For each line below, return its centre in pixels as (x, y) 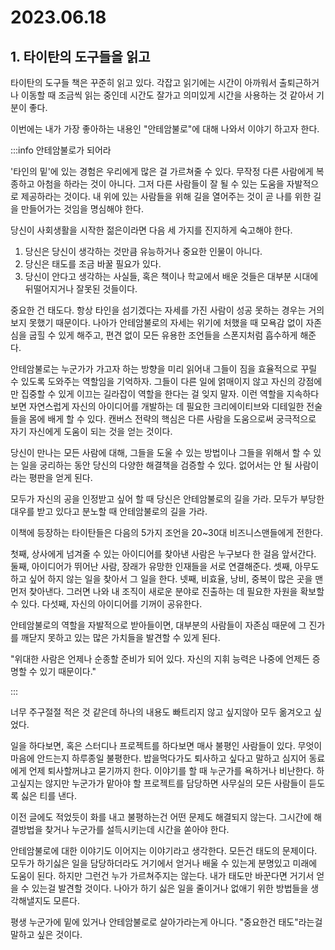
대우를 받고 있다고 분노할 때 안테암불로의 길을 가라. (109, 511)
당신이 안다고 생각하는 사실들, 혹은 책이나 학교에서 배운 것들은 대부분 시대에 (171, 276)
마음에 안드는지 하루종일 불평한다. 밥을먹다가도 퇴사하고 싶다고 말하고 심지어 (158, 758)
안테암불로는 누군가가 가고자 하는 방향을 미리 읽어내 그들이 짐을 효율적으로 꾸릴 (164, 369)
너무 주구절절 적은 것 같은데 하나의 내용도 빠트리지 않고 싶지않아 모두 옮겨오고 (161, 712)
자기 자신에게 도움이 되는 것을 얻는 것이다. (91, 431)
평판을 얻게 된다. (60, 477)
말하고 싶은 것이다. (46, 934)
